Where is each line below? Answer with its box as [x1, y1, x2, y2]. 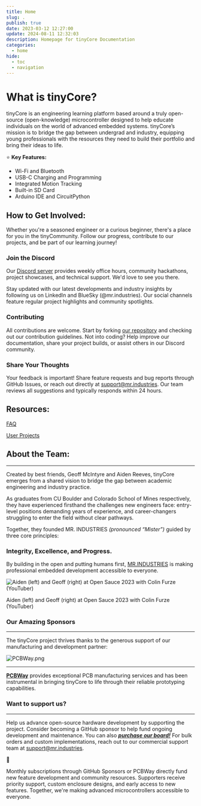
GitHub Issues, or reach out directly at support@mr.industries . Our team [6, 381, 184, 388]
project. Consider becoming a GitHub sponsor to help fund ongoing [6, 725, 172, 732]
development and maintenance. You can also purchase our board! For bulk [6, 731, 193, 739]
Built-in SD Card [14, 187, 55, 194]
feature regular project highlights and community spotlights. [6, 298, 154, 305]
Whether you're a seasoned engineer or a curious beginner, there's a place [6, 226, 191, 233]
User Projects [6, 431, 40, 439]
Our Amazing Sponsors [6, 618, 76, 626]
